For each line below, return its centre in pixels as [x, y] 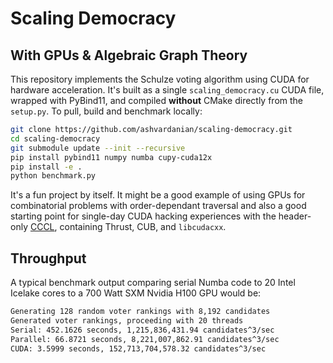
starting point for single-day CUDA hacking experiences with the [143, 216]
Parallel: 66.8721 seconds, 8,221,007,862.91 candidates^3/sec [145, 339]
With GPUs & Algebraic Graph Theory [129, 55]
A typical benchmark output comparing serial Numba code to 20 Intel [153, 283]
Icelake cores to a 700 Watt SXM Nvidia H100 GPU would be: [136, 293]
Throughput [48, 258]
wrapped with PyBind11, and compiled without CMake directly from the [157, 100]
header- [295, 216]
